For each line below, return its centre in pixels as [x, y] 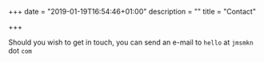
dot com [20, 50]
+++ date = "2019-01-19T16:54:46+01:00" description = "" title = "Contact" [132, 12]
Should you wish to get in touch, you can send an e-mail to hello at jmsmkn [131, 42]
